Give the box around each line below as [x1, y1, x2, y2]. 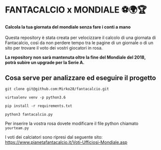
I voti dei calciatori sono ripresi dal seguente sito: [5, 134, 103, 140]
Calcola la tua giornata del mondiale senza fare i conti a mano [5, 24, 131, 30]
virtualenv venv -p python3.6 [5, 95, 66, 100]
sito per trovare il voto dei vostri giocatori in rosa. [5, 45, 103, 51]
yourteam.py [5, 126, 29, 131]
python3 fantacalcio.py [5, 112, 53, 117]
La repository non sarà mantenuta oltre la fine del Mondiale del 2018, [5, 54, 146, 60]
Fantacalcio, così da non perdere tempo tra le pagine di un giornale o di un [5, 40, 154, 46]
